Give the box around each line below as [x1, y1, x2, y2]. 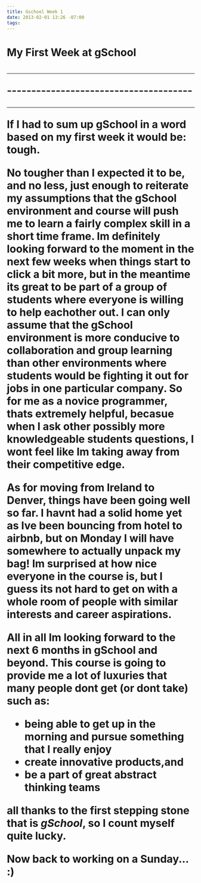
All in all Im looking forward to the [7, 631, 176, 644]
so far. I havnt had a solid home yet [7, 506, 183, 520]
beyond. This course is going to [7, 656, 166, 669]
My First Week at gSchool [7, 45, 137, 59]
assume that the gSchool [7, 318, 133, 332]
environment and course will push [7, 204, 179, 218]
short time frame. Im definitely [7, 229, 160, 243]
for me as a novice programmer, [7, 394, 168, 407]
